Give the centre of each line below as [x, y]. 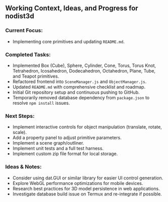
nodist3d [20, 16]
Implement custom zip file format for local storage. [65, 154]
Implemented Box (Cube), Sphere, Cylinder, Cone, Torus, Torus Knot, [84, 65]
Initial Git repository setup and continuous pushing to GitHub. [76, 92]
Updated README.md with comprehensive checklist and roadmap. [79, 87]
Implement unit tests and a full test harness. [58, 149]
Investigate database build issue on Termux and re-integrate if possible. [87, 194]
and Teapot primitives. [36, 76]
